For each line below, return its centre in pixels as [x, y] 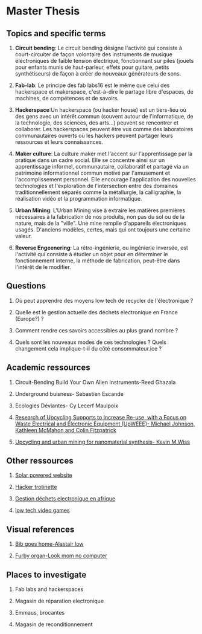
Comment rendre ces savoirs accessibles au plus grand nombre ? [96, 330]
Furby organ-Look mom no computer [61, 556]
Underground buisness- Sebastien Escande [69, 393]
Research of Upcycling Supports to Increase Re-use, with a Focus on [101, 417]
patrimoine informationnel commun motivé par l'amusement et [93, 173]
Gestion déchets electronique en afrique [65, 499]
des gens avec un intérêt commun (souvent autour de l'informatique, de [104, 116]
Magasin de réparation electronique [59, 601]
